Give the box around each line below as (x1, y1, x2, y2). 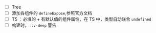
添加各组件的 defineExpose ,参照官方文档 (11, 10, 92, 16)
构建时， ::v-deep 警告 (11, 22, 57, 28)
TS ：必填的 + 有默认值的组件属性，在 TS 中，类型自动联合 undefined (11, 16, 152, 22)
